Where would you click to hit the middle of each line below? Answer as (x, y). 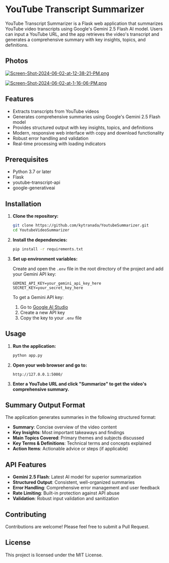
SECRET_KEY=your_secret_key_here (48, 288)
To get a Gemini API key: (38, 297)
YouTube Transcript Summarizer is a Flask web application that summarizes (84, 23)
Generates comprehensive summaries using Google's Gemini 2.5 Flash (87, 117)
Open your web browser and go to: (50, 365)
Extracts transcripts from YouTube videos (56, 111)
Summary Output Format (45, 405)
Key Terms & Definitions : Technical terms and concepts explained (82, 443)
